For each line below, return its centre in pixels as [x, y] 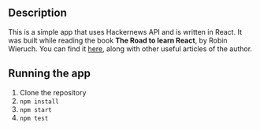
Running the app [49, 74]
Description [37, 13]
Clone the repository [53, 92]
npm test [34, 118]
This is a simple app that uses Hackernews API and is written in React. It [125, 32]
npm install [39, 102]
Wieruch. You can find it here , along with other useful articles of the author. [130, 48]
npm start [36, 110]
